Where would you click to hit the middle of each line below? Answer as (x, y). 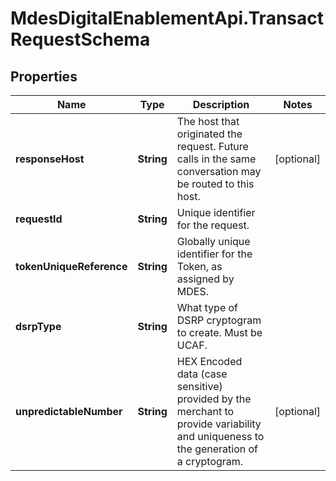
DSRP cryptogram (219, 320)
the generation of (217, 449)
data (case (202, 374)
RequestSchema (80, 39)
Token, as (199, 266)
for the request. (213, 225)
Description (221, 104)
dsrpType (38, 326)
